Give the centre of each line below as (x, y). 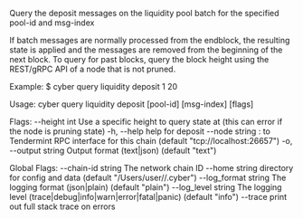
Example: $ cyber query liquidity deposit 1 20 (94, 86)
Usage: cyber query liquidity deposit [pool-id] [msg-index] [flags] (132, 104)
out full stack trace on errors (62, 206)
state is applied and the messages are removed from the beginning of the (146, 50)
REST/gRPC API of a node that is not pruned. (93, 69)
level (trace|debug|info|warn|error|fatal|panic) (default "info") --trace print (148, 197)
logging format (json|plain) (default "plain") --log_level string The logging (146, 187)
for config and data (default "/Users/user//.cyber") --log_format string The (148, 177)
